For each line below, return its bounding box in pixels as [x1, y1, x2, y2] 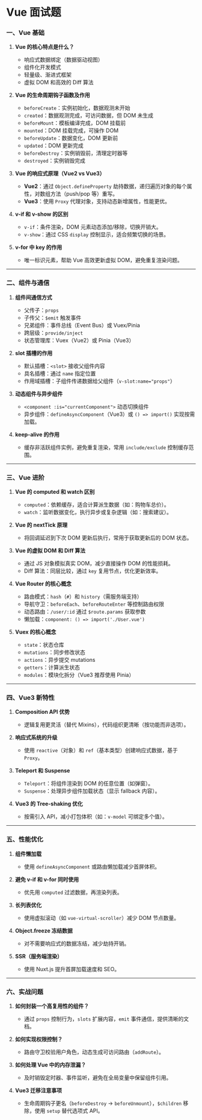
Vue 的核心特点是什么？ [14, 43, 75, 51]
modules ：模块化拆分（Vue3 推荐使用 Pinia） [23, 672, 135, 679]
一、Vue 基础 [6, 28, 45, 37]
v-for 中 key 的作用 [14, 244, 63, 251]
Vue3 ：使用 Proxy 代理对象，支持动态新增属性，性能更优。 [23, 198, 170, 205]
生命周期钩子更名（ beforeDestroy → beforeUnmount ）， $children [23, 1100, 182, 1107]
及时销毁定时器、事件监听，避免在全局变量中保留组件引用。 [23, 1074, 172, 1081]
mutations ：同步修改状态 [23, 649, 86, 656]
